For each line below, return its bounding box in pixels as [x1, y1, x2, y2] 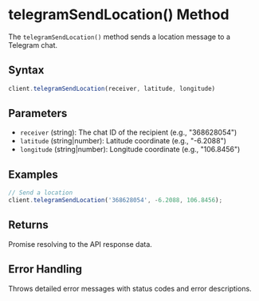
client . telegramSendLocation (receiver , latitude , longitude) [8, 84, 216, 92]
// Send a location [8, 189, 73, 197]
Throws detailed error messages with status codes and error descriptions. [8, 283, 253, 293]
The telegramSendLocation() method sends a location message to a [8, 32, 231, 41]
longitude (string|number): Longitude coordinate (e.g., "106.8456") [19, 145, 241, 154]
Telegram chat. [8, 40, 58, 49]
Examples [8, 167, 58, 181]
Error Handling [8, 263, 82, 276]
